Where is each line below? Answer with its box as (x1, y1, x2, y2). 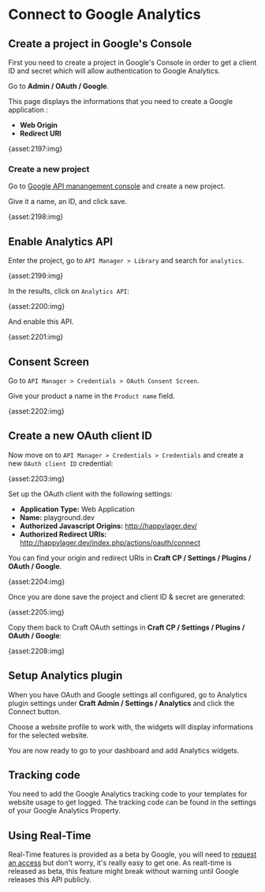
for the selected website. (8, 730, 89, 740)
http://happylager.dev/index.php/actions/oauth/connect (19, 537, 201, 547)
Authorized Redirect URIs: (19, 530, 107, 539)
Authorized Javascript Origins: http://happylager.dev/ (19, 521, 197, 530)
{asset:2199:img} (8, 271, 64, 281)
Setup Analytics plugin (8, 669, 123, 682)
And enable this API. (8, 317, 74, 326)
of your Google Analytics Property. (8, 806, 121, 816)
